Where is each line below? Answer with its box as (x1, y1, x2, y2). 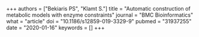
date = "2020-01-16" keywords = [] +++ (6, 24, 105, 31)
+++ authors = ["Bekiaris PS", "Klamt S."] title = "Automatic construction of (6, 5, 191, 12)
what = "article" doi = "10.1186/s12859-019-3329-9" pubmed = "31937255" (6, 18, 192, 24)
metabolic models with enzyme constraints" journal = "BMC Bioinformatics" (6, 11, 194, 18)
